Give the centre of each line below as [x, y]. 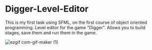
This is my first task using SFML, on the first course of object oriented [76, 22]
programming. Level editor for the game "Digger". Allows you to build [75, 27]
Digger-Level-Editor [47, 9]
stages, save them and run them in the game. [51, 33]
